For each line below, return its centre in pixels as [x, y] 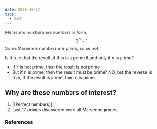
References [19, 122]
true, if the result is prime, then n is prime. [54, 78]
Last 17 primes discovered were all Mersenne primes [65, 109]
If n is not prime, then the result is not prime [56, 67]
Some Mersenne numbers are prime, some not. [52, 48]
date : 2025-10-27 [23, 9]
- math [16, 18]
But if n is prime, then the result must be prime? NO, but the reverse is [82, 72]
